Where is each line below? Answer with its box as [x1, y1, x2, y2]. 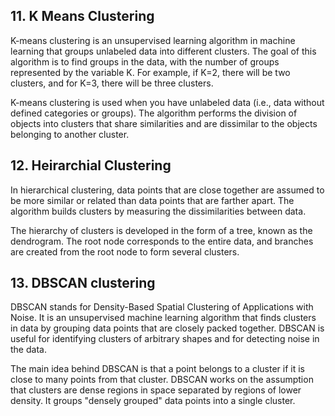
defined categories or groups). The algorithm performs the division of [10, 107, 298, 119]
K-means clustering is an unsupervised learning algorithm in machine [10, 34, 296, 46]
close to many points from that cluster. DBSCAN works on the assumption [10, 374, 314, 386]
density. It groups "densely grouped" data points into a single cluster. [10, 395, 296, 407]
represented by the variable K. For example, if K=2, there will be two [10, 66, 291, 78]
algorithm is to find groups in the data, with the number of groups [10, 55, 280, 68]
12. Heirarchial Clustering [10, 157, 172, 174]
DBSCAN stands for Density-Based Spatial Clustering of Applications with [10, 301, 314, 313]
